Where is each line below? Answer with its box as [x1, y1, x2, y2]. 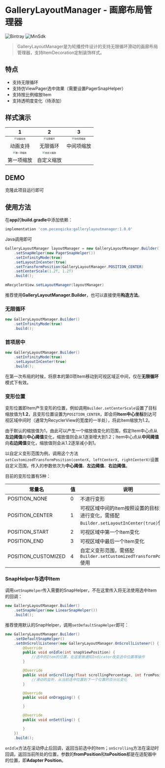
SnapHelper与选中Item [5, 575, 60, 582]
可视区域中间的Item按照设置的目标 [80, 504, 160, 511]
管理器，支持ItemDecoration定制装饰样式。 [17, 50, 105, 55]
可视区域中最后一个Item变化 [80, 538, 145, 545]
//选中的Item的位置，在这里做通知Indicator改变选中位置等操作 [31, 655, 145, 659]
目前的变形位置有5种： [5, 473, 51, 479]
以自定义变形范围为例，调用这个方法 [5, 450, 79, 456]
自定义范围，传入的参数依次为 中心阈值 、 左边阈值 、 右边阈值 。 [5, 463, 130, 468]
